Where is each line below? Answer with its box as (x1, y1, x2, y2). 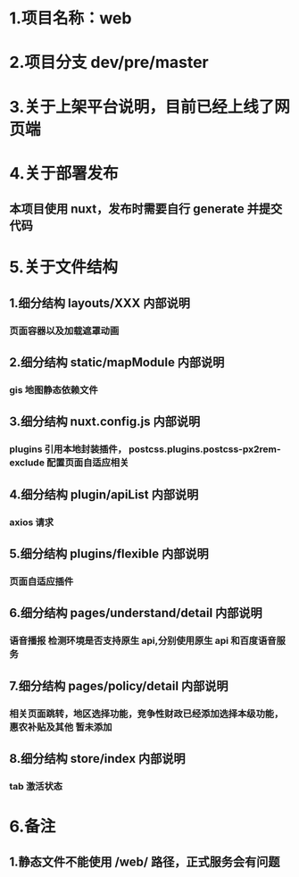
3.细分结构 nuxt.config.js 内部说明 (9, 414, 201, 430)
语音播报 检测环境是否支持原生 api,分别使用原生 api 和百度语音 (9, 635, 277, 647)
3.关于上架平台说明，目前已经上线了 (9, 96, 275, 117)
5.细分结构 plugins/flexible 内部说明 (9, 546, 209, 561)
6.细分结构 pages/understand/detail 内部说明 (9, 606, 263, 621)
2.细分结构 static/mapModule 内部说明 (9, 355, 225, 371)
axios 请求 (9, 515, 54, 528)
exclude (9, 456, 45, 469)
